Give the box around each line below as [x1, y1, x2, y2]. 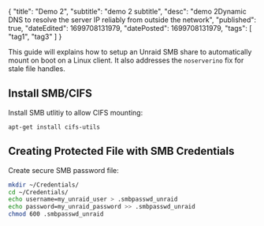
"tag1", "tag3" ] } [8, 32, 62, 41]
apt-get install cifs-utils [8, 122, 101, 131]
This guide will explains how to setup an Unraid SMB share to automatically [8, 47, 252, 56]
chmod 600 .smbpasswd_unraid [8, 210, 104, 218]
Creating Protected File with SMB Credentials [8, 145, 235, 158]
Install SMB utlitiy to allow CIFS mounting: [8, 107, 143, 117]
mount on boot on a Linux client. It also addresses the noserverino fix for [8, 55, 244, 65]
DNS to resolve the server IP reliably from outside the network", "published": [8, 15, 257, 24]
